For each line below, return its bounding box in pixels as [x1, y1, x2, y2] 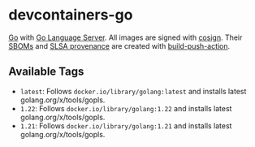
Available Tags [8, 65, 84, 79]
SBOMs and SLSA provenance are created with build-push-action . [8, 41, 231, 50]
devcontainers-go [8, 6, 133, 24]
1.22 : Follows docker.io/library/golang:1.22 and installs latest [19, 103, 232, 113]
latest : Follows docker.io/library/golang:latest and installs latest [19, 86, 247, 96]
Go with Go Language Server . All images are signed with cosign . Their [8, 32, 243, 42]
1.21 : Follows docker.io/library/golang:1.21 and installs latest [19, 120, 232, 131]
